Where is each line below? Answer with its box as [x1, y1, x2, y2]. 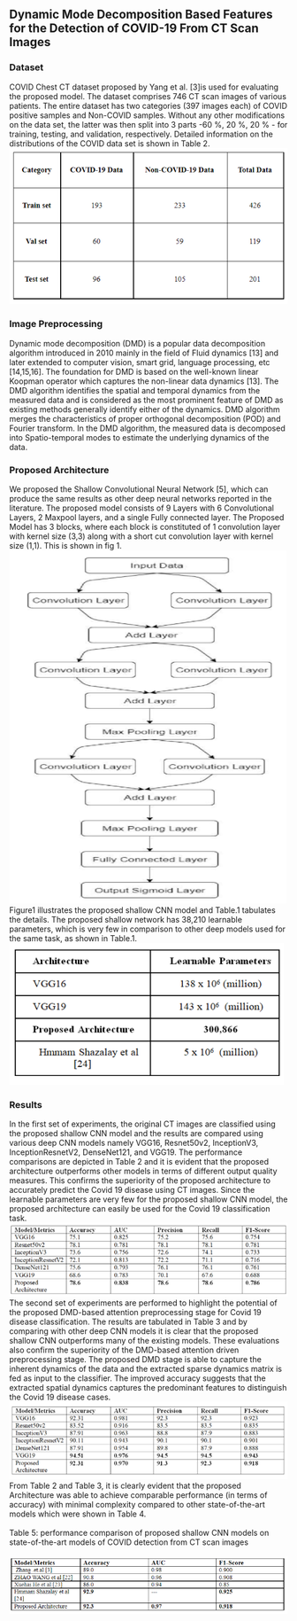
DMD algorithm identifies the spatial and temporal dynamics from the [9, 385, 261, 395]
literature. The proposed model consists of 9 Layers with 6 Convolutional [9, 503, 274, 513]
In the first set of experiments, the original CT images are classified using [9, 1118, 276, 1129]
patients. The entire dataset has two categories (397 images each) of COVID [9, 100, 287, 111]
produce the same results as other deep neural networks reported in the [9, 493, 272, 503]
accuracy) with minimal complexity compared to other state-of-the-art [9, 1499, 265, 1509]
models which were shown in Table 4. [9, 1508, 147, 1519]
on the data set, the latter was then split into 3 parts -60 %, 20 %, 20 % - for [9, 119, 288, 129]
